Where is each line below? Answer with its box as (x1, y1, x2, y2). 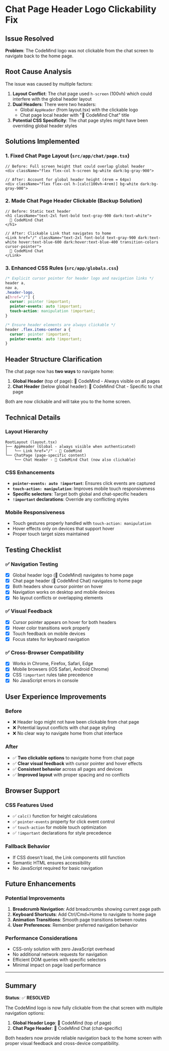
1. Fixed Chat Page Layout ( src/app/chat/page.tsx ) (5, 152, 130, 159)
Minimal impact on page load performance (12, 962, 101, 968)
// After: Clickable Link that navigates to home (5, 230, 112, 236)
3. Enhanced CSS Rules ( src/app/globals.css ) (5, 264, 119, 271)
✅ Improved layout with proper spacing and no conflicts (12, 771, 130, 778)
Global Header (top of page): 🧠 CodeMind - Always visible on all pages (12, 378, 160, 384)
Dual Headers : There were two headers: (12, 101, 97, 107)
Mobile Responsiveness (5, 509, 65, 516)
